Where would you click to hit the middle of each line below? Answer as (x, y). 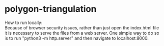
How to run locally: (24, 23)
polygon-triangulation (51, 9)
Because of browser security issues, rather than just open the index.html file (82, 27)
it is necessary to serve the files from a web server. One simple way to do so (82, 33)
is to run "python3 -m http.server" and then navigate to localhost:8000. (77, 38)
